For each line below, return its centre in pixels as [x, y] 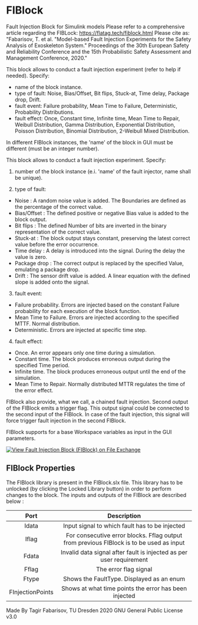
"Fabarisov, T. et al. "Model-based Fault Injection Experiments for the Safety [99, 39]
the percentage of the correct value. [59, 206]
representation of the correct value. [58, 232]
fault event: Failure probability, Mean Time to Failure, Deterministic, [96, 106]
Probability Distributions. [44, 112]
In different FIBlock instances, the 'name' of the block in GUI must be [90, 142]
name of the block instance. [48, 87]
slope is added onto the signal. [52, 282]
